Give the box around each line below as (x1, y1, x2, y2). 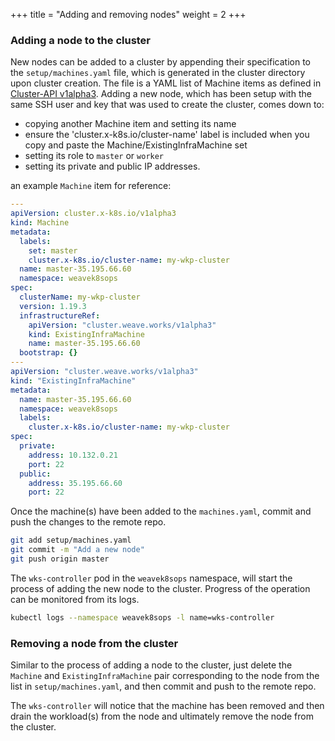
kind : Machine (10, 218, 70, 228)
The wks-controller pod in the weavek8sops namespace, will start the (10, 572, 293, 584)
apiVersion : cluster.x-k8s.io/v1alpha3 (10, 209, 177, 219)
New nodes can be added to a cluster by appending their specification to (10, 56, 311, 68)
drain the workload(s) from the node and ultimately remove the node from (10, 710, 314, 723)
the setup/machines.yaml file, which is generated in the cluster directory (10, 67, 306, 79)
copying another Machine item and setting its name (24, 118, 237, 130)
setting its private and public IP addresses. (24, 160, 201, 173)
